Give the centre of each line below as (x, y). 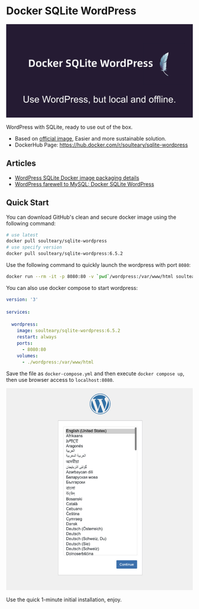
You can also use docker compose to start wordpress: (72, 288)
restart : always (37, 337)
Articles (21, 163)
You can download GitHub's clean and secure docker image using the (91, 217)
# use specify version (34, 247)
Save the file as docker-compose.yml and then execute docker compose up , (95, 373)
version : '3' (22, 299)
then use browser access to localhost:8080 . (60, 380)
